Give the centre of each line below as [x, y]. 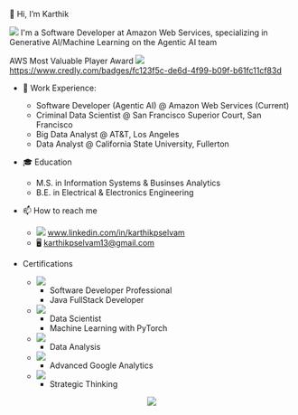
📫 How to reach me [60, 211]
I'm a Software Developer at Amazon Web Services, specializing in [144, 33]
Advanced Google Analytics [101, 365]
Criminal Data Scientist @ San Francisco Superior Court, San [149, 115]
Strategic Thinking [84, 384]
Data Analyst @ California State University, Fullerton [133, 144]
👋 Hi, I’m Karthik [39, 14]
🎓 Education [47, 162]
